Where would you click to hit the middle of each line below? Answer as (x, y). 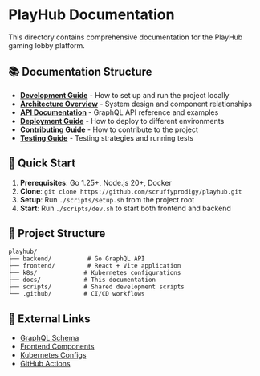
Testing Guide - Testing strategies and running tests (107, 137)
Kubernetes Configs (53, 355)
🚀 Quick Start (42, 163)
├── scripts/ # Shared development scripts (96, 287)
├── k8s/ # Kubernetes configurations (95, 273)
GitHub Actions (45, 364)
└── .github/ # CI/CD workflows (77, 294)
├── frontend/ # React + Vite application (95, 266)
